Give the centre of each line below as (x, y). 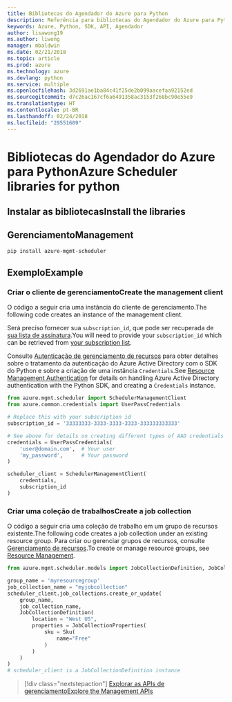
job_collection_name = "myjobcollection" (68, 587)
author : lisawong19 (35, 33)
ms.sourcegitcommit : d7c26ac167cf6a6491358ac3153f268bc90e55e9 (100, 97)
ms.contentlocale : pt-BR (43, 110)
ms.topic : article (33, 59)
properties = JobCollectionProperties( (89, 626)
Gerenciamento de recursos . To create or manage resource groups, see (108, 548)
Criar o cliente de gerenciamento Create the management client (115, 292)
